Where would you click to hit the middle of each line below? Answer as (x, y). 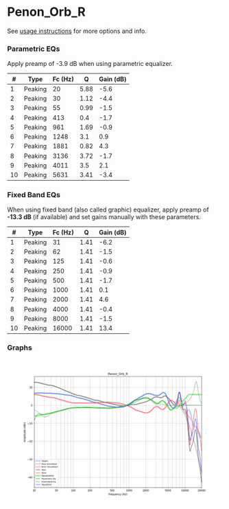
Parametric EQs (34, 49)
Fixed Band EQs (34, 194)
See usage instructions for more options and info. (77, 31)
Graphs (20, 348)
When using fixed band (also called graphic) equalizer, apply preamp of (108, 210)
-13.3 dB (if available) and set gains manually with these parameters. (104, 217)
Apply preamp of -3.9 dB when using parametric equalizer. (90, 64)
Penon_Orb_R (46, 12)
